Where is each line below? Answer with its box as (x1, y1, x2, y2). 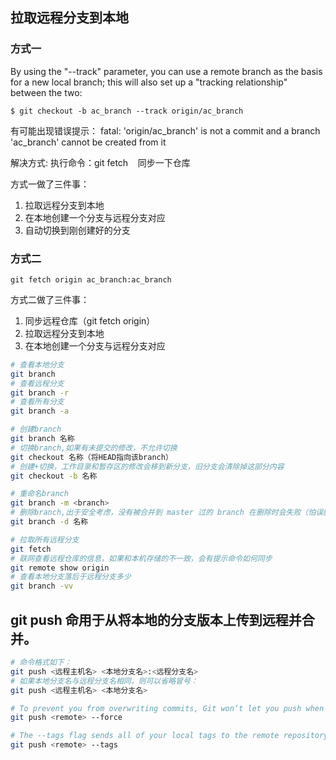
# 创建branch (10, 424, 62, 435)
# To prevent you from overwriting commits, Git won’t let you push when (10, 703, 325, 713)
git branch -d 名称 (10, 517, 89, 527)
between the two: (10, 86, 83, 98)
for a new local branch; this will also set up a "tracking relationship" (10, 76, 288, 88)
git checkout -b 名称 (10, 471, 98, 481)
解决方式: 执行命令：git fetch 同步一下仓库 (10, 156, 191, 168)
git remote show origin (10, 563, 110, 573)
